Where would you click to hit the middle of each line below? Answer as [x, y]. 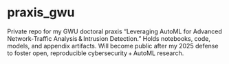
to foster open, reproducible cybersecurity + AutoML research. [96, 53]
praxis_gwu [41, 13]
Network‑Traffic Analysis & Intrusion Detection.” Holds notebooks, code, [109, 38]
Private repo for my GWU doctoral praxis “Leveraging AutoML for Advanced [115, 31]
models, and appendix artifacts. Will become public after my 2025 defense [113, 46]
